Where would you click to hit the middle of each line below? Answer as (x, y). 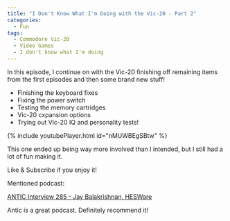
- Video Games (34, 46)
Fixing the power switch (51, 100)
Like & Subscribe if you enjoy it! (52, 170)
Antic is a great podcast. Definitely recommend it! (78, 210)
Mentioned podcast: (36, 183)
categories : (24, 20)
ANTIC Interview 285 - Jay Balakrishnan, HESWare (80, 196)
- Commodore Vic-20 (42, 39)
